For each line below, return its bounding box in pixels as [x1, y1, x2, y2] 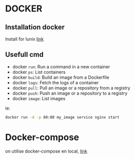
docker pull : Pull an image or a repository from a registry [12, 85, 130, 91]
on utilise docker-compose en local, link [5, 148, 87, 154]
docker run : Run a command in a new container [12, 63, 110, 70]
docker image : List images [12, 95, 66, 101]
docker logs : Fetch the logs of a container [12, 79, 99, 85]
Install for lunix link [5, 36, 44, 42]
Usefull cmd [5, 50, 44, 59]
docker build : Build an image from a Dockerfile [12, 74, 109, 80]
